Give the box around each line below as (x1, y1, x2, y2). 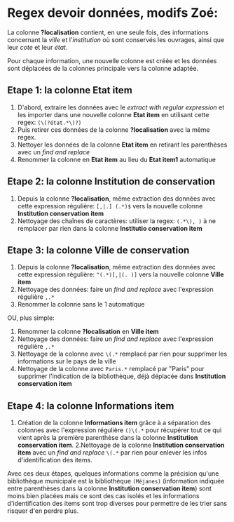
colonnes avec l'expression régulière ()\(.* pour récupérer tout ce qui (17, 426, 222, 434)
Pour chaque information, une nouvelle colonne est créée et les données (7, 56, 217, 65)
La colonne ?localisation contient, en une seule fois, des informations (7, 28, 209, 36)
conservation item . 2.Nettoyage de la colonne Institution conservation (17, 441, 225, 450)
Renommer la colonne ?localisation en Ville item (17, 328, 159, 336)
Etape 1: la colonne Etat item (7, 84, 133, 96)
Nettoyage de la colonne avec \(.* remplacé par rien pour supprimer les (17, 349, 228, 359)
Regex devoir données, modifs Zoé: (7, 5, 219, 21)
